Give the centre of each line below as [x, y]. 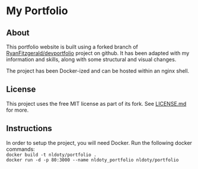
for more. [17, 110]
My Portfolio [37, 11]
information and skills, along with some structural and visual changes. [91, 59]
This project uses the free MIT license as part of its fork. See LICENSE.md [96, 103]
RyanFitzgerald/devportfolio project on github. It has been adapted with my [98, 53]
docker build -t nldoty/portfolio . [51, 155]
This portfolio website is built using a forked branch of [72, 47]
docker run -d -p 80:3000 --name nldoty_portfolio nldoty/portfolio [92, 160]
